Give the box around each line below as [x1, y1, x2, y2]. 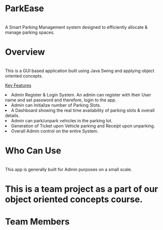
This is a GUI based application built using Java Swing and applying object [5, 68, 155, 74]
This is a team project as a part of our [5, 184, 158, 194]
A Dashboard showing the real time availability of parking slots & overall [11, 107, 155, 113]
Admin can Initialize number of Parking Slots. [11, 102, 101, 108]
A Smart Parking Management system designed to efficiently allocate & [5, 24, 148, 30]
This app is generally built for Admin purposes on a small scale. [5, 166, 132, 172]
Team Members [5, 216, 70, 227]
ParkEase [5, 3, 44, 14]
